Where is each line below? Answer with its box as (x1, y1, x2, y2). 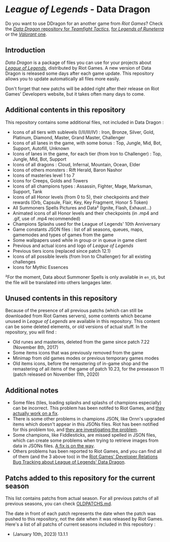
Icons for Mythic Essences (12, 264, 69, 270)
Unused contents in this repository (5, 294, 118, 303)
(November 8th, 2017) (12, 344, 59, 350)
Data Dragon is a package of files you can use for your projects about (5, 59, 151, 66)
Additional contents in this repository (5, 106, 126, 114)
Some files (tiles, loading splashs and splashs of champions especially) (12, 400, 161, 406)
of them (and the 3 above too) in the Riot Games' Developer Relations (12, 454, 158, 460)
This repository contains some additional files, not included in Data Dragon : (5, 119, 164, 125)
